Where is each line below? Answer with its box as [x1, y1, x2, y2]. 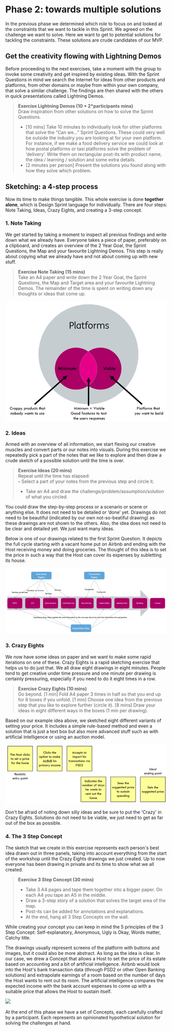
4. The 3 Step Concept [5, 833, 63, 840]
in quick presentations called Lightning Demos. [5, 93, 105, 99]
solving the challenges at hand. [5, 1020, 72, 1026]
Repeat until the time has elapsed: [17, 473, 90, 479]
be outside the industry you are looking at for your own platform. [25, 135, 162, 141]
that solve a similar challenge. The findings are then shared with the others [5, 87, 163, 94]
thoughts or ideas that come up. [17, 291, 86, 297]
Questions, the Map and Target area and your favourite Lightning [17, 279, 155, 286]
